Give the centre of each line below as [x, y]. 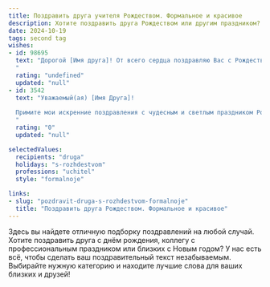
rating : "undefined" [50, 75]
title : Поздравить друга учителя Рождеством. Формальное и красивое [125, 16]
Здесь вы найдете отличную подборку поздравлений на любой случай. [131, 231]
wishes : [21, 46]
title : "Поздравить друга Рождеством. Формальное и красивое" [122, 208]
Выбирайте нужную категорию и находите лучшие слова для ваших [125, 265]
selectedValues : [35, 149]
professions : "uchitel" [55, 172]
